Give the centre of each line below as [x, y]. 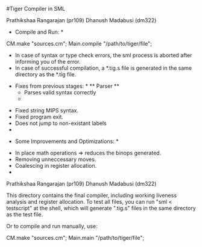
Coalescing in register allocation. [56, 166]
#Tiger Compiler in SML [36, 9]
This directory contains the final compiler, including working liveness [91, 195]
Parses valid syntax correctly [60, 92]
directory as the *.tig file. [46, 74]
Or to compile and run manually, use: [52, 226]
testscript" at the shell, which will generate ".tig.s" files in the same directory [101, 208]
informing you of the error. [48, 62]
